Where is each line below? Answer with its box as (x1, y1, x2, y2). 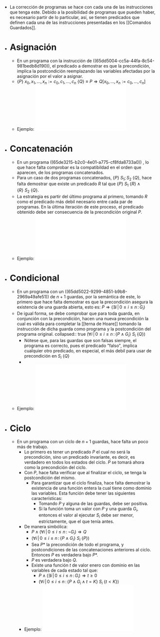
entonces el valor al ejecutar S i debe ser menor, (38, 512, 134, 519)
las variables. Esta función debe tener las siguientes (31, 490, 136, 496)
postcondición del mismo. (24, 475, 76, 481)
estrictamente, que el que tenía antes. (38, 518, 114, 524)
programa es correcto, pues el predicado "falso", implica (24, 343, 137, 348)
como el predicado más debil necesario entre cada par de (16, 199, 133, 205)
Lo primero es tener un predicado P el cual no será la (24, 449, 130, 455)
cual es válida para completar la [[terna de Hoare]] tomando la (16, 321, 142, 327)
